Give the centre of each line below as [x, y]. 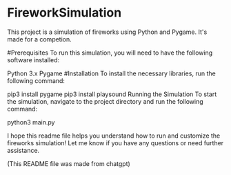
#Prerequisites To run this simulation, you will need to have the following [110, 53]
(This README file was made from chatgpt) [69, 163]
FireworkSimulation [64, 13]
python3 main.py [31, 122]
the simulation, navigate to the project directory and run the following [105, 101]
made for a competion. [40, 39]
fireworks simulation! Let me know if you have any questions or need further [115, 142]
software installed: [33, 59]
